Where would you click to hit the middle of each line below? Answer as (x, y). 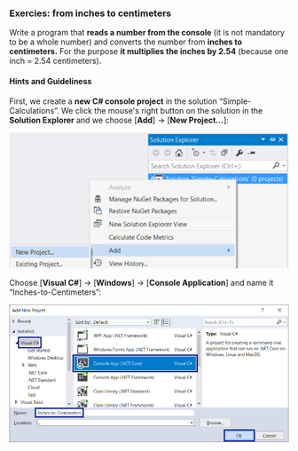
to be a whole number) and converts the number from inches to (125, 42)
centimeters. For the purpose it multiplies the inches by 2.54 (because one (149, 51)
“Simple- (235, 101)
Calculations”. (34, 110)
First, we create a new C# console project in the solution (113, 101)
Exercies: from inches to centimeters (90, 13)
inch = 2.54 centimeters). (55, 61)
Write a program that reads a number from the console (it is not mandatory (147, 33)
